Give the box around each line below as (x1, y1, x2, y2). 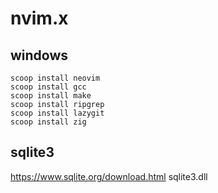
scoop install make (10, 91, 92, 101)
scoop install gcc (10, 82, 87, 92)
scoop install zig (10, 117, 87, 127)
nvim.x (10, 7, 69, 30)
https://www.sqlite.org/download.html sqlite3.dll (10, 170, 208, 182)
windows (10, 47, 69, 64)
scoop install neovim (10, 73, 101, 83)
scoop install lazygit (10, 108, 105, 118)
